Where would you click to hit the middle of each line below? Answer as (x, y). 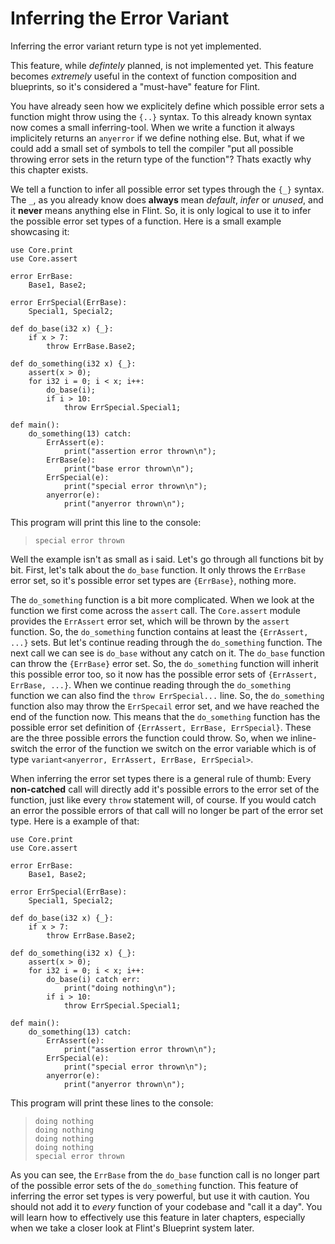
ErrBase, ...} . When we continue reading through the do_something (151, 684)
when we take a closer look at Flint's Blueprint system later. (132, 1228)
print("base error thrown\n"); (129, 468)
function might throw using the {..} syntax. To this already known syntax (161, 116)
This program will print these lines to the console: (112, 1103)
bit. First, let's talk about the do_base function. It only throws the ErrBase (158, 569)
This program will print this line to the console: (106, 522)
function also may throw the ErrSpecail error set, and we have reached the (165, 706)
